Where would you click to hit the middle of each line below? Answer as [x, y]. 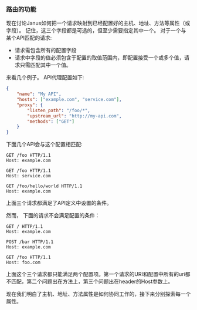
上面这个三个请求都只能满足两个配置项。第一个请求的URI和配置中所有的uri [96, 274]
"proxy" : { [30, 105]
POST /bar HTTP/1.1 [30, 242]
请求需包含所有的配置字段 [45, 50]
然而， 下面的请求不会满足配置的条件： [53, 215]
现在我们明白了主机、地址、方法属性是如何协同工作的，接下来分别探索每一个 [98, 294]
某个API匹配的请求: [29, 38]
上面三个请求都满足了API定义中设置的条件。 [59, 203]
